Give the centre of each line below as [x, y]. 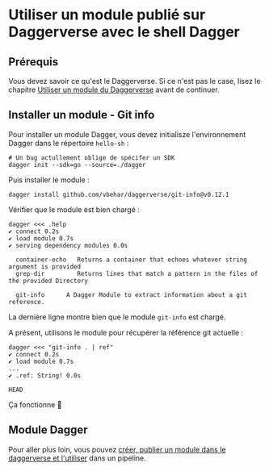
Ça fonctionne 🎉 [35, 404]
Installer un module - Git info [82, 115]
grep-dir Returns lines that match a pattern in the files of [137, 273]
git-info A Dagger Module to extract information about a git [132, 295]
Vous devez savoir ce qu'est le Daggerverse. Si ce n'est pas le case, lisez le [134, 81]
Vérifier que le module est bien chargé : [74, 209]
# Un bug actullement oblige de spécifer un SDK [92, 158]
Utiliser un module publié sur [107, 15]
